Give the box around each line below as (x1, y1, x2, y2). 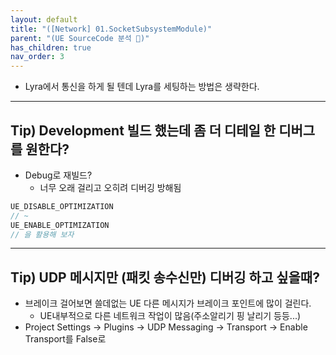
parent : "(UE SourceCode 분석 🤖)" (10, 33, 150, 43)
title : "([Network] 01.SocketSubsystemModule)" (10, 24, 213, 34)
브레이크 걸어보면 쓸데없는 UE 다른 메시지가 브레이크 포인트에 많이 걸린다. (24, 297, 312, 310)
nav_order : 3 (10, 52, 65, 62)
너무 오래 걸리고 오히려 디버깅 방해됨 (39, 181, 182, 193)
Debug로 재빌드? (24, 169, 93, 181)
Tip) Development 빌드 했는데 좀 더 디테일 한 (10, 122, 277, 139)
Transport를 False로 (24, 333, 107, 345)
